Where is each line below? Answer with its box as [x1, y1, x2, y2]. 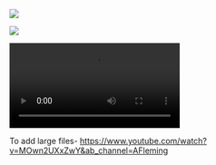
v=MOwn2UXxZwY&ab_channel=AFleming [9, 145, 169, 156]
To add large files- [9, 136, 79, 146]
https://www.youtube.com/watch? [80, 136, 207, 146]
